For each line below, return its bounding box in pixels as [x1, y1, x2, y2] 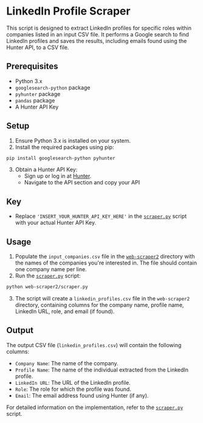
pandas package [15, 96, 55, 104]
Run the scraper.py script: [15, 272, 81, 280]
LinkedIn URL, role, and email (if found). [15, 308, 115, 315]
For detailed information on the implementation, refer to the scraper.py [6, 404, 184, 411]
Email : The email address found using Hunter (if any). [15, 391, 149, 399]
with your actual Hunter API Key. [15, 219, 96, 226]
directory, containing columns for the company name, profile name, [15, 301, 184, 308]
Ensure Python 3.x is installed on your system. [15, 137, 131, 144]
